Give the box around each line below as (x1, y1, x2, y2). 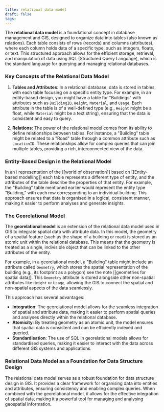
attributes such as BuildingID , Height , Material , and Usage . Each (12, 100, 142, 106)
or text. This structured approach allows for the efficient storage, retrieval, (5, 50, 155, 56)
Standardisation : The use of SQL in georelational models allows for (12, 335, 148, 341)
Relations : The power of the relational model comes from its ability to (12, 125, 152, 131)
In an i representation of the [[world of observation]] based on (5, 169, 131, 175)
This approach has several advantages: (5, 295, 85, 300)
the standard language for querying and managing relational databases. (5, 61, 150, 67)
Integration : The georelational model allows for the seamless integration (12, 304, 158, 310)
